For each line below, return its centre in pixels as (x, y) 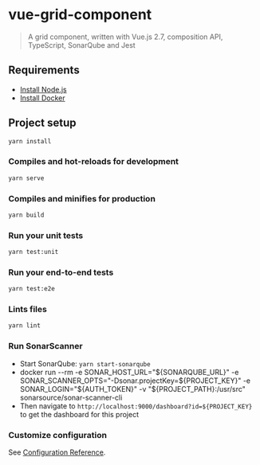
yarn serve (26, 178)
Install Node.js (43, 89)
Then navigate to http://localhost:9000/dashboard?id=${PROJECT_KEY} (136, 406)
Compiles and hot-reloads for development (94, 162)
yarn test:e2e (32, 289)
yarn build (26, 215)
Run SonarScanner (45, 346)
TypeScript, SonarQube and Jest (81, 45)
